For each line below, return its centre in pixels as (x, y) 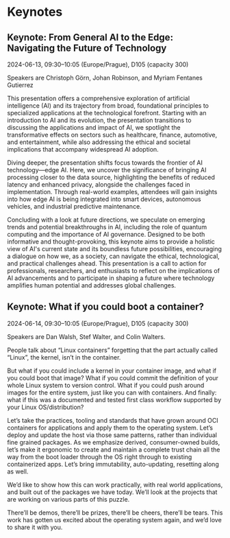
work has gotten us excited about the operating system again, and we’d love (115, 519)
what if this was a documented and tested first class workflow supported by (114, 399)
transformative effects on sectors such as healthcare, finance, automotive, (112, 135)
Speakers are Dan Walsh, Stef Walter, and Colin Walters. (86, 336)
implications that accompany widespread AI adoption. (83, 149)
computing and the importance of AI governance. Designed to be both (106, 234)
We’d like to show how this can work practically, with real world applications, (115, 484)
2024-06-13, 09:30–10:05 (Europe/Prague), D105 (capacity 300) (98, 65)
